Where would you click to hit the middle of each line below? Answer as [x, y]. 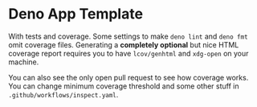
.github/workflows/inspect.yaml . [63, 94]
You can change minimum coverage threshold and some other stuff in [124, 86]
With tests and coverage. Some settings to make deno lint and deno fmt [128, 36]
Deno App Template [75, 14]
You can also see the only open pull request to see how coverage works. [128, 77]
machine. [24, 62]
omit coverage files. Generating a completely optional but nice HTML [124, 44]
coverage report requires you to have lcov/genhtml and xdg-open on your [128, 53]
